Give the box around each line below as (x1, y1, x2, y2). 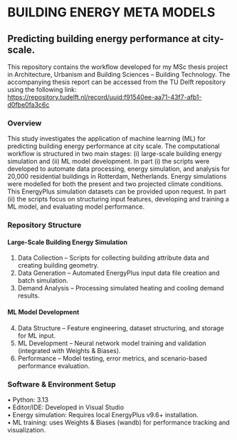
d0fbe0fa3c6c (7, 100, 50, 109)
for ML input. (17, 331, 56, 340)
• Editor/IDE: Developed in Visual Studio (7, 403, 125, 412)
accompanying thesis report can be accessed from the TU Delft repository (7, 78, 226, 86)
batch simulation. (17, 276, 69, 285)
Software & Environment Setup (7, 379, 116, 389)
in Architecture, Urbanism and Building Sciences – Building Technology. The (7, 70, 231, 78)
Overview (7, 118, 42, 128)
